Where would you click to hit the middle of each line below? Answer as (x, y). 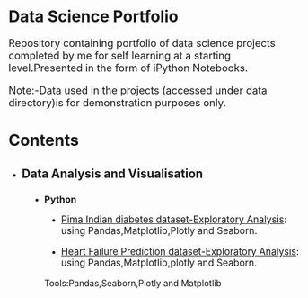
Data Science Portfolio (93, 17)
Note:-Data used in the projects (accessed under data (138, 90)
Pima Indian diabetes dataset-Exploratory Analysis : (174, 220)
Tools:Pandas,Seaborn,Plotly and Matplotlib (132, 284)
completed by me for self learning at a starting (119, 55)
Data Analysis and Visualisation (112, 173)
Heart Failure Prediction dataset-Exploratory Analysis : (180, 252)
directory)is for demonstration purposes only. (117, 103)
